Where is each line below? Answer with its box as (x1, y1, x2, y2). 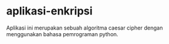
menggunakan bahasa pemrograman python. (6, 30, 119, 37)
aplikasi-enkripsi (6, 4, 93, 18)
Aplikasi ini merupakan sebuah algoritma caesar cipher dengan (6, 24, 163, 31)
